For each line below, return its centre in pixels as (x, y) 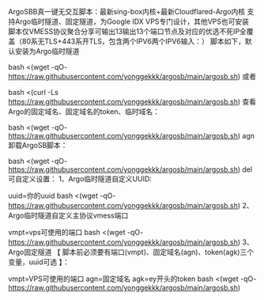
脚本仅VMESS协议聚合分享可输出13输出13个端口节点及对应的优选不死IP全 (128, 31)
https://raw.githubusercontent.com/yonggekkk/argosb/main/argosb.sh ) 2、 (131, 205)
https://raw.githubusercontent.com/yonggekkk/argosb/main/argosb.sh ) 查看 (132, 102)
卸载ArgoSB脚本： (38, 145)
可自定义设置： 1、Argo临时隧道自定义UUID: (80, 179)
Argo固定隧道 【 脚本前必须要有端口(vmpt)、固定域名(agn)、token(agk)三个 (131, 252)
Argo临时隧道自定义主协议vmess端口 (68, 215)
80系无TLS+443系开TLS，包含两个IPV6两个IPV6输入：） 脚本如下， (134, 41)
